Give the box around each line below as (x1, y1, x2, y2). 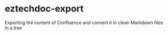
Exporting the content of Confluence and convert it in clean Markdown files (5, 19, 163, 25)
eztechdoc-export (5, 3, 84, 14)
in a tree (5, 24, 22, 30)
